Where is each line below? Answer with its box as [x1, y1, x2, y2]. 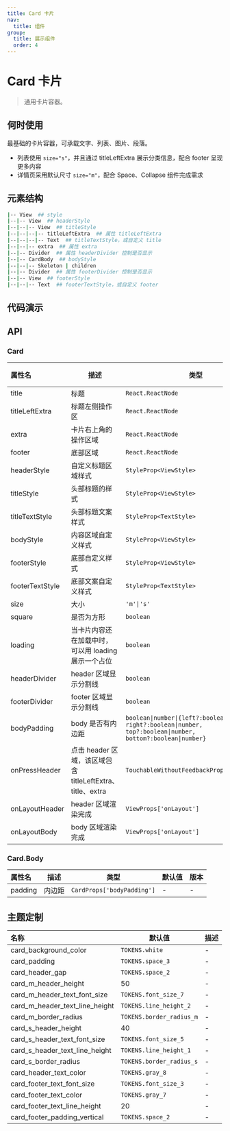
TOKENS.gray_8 [120, 1069, 167, 1077]
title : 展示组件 [13, 36, 56, 42]
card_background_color [10, 945, 87, 955]
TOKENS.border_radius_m [120, 1013, 199, 1021]
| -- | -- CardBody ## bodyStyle [7, 256, 97, 263]
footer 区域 [71, 692, 106, 702]
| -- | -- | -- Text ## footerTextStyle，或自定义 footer [7, 282, 159, 289]
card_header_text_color [10, 1068, 86, 1078]
